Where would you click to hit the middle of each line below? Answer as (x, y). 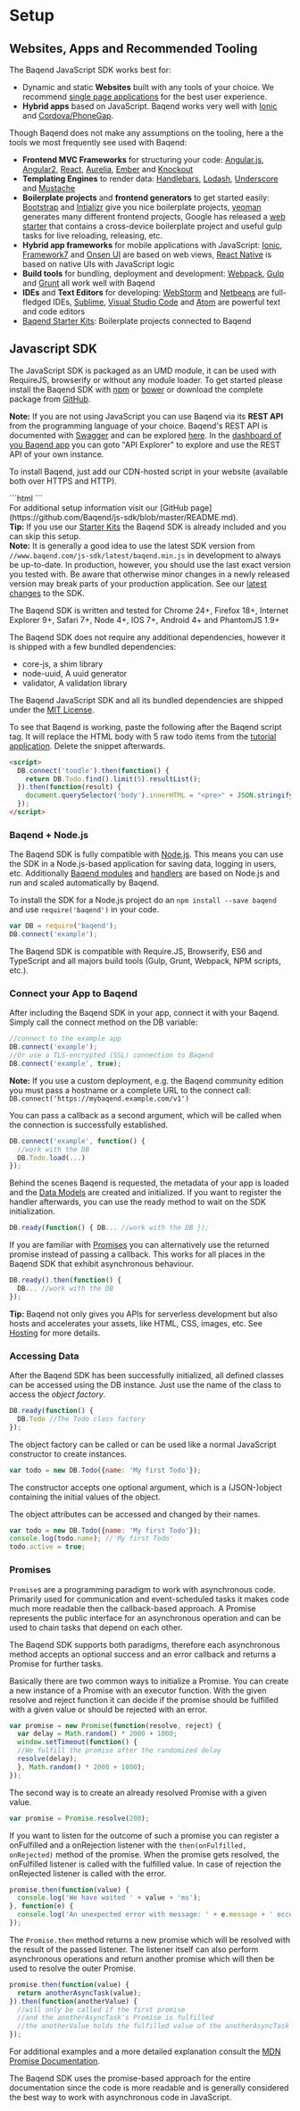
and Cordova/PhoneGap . (68, 116)
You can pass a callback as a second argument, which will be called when (146, 1115)
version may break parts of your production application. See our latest (138, 583)
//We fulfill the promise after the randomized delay (119, 1750)
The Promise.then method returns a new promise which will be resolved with (150, 1940)
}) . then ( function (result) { (70, 787)
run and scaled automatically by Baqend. (84, 883)
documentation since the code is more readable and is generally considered (149, 2088)
